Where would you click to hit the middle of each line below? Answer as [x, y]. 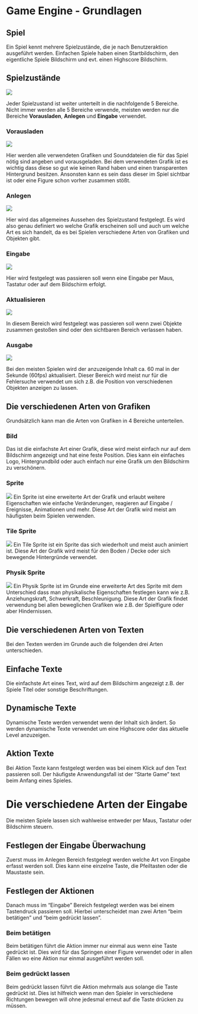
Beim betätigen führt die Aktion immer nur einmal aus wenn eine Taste [92, 946]
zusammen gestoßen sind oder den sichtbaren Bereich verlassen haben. [95, 330]
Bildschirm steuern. [30, 827]
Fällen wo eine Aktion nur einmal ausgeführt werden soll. [75, 958]
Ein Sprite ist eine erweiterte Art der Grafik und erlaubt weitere [89, 497]
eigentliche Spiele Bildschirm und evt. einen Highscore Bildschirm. [87, 59]
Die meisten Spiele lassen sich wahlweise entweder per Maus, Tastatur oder [99, 821]
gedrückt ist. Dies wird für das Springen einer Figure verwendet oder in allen [99, 952]
